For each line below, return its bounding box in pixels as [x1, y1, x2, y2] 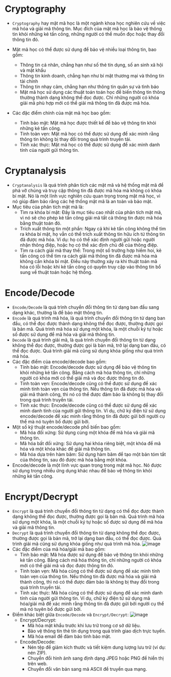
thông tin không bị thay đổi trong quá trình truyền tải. [19, 136, 132, 142]
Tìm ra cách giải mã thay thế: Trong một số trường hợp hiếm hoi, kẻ [19, 247, 162, 253]
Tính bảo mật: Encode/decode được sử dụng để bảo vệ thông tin [19, 364, 157, 370]
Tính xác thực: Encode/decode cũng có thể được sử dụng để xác [19, 402, 157, 408]
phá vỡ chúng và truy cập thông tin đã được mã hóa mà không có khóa [12, 187, 162, 193]
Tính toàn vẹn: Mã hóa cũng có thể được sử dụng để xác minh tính [19, 568, 160, 574]
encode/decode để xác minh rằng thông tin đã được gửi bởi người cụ [19, 413, 165, 419]
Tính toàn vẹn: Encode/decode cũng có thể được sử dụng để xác [19, 380, 157, 386]
